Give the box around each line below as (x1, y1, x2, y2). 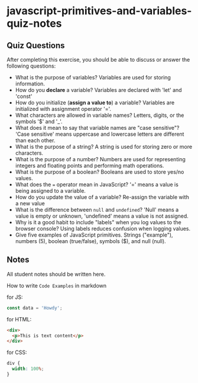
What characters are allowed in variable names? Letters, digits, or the (15, 111, 184, 119)
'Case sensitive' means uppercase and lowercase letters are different (15, 130, 184, 138)
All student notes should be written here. (7, 270, 106, 277)
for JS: (7, 293, 23, 301)
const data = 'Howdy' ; (7, 305, 63, 311)
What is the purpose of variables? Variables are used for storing (15, 74, 171, 81)
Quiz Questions (7, 40, 65, 50)
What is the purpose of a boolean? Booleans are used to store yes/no (15, 168, 184, 175)
